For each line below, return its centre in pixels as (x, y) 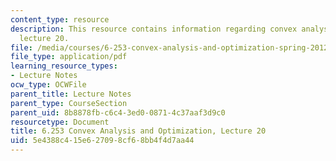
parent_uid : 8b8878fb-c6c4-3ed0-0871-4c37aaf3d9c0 (118, 112)
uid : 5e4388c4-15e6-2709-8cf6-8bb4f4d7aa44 (102, 141)
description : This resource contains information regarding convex (154, 29)
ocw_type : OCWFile (48, 85)
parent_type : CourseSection (69, 103)
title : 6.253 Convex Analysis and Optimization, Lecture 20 (138, 131)
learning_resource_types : (64, 66)
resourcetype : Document (60, 122)
